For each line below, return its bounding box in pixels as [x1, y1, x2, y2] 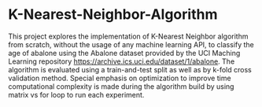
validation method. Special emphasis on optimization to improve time [8, 73, 231, 83]
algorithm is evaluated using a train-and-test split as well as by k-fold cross [8, 65, 252, 74]
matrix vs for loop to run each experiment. [8, 90, 145, 99]
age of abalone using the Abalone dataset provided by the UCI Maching [8, 48, 241, 57]
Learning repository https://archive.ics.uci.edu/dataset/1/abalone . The [8, 57, 235, 66]
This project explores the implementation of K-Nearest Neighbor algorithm [8, 31, 249, 41]
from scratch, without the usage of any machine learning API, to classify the [8, 39, 254, 49]
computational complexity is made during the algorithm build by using [8, 81, 234, 91]
